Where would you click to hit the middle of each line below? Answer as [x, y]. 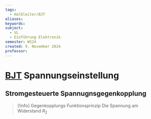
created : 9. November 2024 [33, 46]
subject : [14, 28]
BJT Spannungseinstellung [62, 75]
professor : [16, 51]
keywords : [15, 23]
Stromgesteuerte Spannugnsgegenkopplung [76, 94]
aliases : [14, 19]
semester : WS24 [21, 42]
